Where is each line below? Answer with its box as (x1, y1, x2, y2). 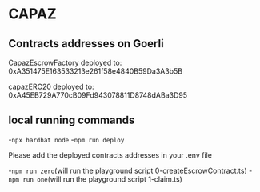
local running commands (8, 114, 135, 127)
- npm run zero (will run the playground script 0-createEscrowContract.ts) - (8, 166, 253, 175)
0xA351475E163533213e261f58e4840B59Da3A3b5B (8, 66, 182, 76)
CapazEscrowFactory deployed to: (8, 58, 122, 67)
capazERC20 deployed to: (8, 82, 94, 91)
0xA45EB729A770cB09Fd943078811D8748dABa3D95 (8, 90, 188, 100)
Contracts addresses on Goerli (8, 37, 164, 50)
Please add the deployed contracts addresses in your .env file (8, 150, 212, 160)
